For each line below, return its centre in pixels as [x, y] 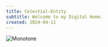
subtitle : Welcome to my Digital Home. [55, 17]
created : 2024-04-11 [31, 22]
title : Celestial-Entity [36, 11]
